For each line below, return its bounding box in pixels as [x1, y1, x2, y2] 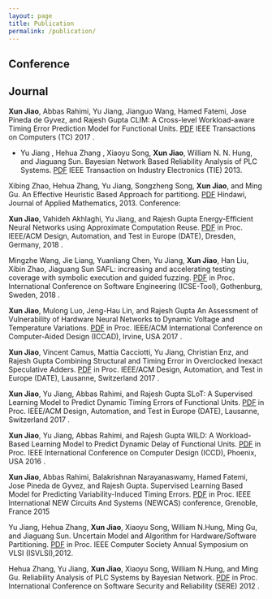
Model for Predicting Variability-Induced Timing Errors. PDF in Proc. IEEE [8, 489, 252, 499]
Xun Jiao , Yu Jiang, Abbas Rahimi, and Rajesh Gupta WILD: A [8, 430, 214, 440]
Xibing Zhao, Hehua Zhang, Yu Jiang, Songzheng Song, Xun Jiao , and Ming [8, 180, 262, 191]
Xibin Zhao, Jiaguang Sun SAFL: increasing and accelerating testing [8, 264, 235, 274]
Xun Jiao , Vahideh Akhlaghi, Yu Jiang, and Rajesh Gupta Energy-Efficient [8, 213, 254, 223]
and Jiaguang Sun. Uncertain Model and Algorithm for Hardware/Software [8, 531, 257, 541]
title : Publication [8, 19, 75, 28]
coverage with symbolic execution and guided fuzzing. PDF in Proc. [8, 273, 235, 282]
